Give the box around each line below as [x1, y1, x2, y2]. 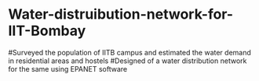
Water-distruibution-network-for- [8, 5, 234, 23]
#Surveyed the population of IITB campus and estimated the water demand [8, 48, 251, 57]
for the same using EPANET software [8, 64, 128, 73]
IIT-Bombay [8, 22, 86, 40]
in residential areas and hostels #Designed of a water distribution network [8, 56, 247, 65]
